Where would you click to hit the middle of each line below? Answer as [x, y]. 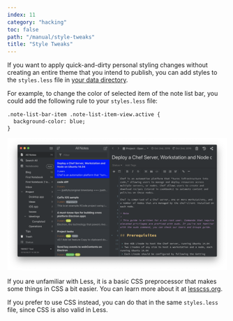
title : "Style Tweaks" [40, 44]
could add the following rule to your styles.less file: [83, 101]
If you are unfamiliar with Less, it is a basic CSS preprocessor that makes [112, 281]
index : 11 [22, 15]
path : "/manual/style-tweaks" [51, 37]
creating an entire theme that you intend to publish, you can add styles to [112, 73]
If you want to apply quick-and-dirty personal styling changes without [107, 65]
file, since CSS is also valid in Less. [58, 309]
